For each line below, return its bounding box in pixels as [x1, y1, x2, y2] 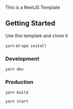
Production [5, 78, 34, 86]
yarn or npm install [5, 42, 47, 48]
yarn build [5, 90, 29, 95]
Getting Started [5, 19, 56, 28]
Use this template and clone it [5, 33, 68, 39]
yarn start [5, 99, 29, 104]
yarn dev [5, 67, 24, 72]
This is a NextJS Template [5, 5, 60, 10]
